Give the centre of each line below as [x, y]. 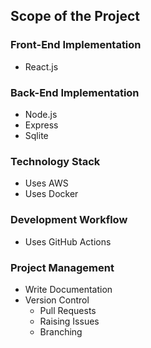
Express [41, 125]
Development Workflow [69, 220]
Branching [61, 331]
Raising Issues [69, 321]
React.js [41, 66]
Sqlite [36, 135]
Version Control [57, 300]
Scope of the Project [75, 16]
